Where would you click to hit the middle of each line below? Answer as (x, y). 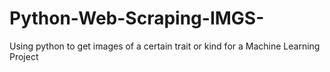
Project (24, 56)
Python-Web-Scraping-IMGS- (137, 18)
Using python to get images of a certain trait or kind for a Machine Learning (165, 46)
